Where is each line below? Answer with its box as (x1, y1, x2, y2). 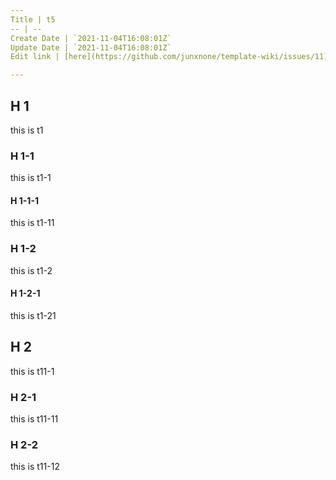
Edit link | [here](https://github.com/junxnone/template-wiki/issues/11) (10, 52, 329, 62)
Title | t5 (10, 14, 56, 25)
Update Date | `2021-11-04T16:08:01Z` (10, 42, 172, 53)
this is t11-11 (10, 413, 59, 425)
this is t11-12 (10, 461, 60, 473)
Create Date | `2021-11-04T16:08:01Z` (10, 33, 172, 43)
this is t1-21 (10, 309, 57, 321)
